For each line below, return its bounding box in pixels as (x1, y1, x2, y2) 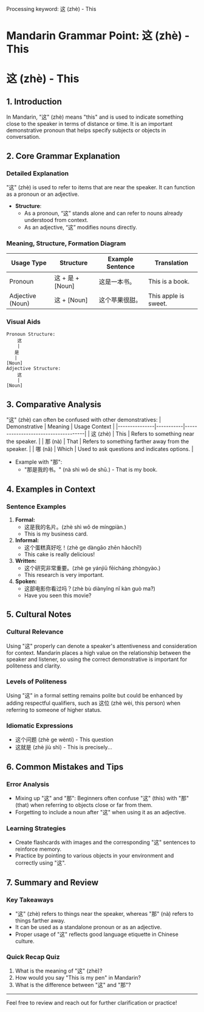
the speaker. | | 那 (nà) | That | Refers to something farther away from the (6, 438, 189, 445)
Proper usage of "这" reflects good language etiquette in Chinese (15, 930, 179, 938)
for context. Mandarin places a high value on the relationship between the (6, 649, 191, 656)
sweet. (148, 299, 168, 308)
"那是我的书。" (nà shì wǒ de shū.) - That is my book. (24, 466, 158, 473)
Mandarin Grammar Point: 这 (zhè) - (6, 29, 190, 43)
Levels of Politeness (6, 677, 67, 686)
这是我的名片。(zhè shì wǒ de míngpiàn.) (24, 523, 126, 531)
